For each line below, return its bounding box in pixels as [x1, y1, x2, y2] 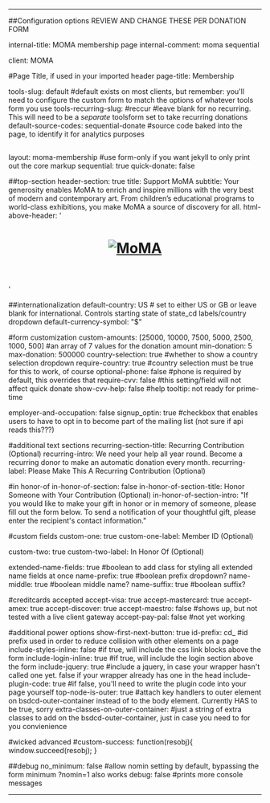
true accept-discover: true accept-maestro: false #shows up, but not [30, 603, 258, 613]
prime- [236, 383, 260, 393]
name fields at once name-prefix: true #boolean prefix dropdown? [8, 571, 227, 581]
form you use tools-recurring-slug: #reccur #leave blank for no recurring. [8, 104, 252, 113]
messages [8, 778, 43, 788]
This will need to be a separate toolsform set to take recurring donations [8, 112, 248, 121]
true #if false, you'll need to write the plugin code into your [52, 679, 247, 688]
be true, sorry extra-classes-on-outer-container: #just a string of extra [8, 704, 243, 714]
